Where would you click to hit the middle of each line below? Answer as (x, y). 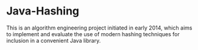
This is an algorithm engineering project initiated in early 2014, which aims (99, 28)
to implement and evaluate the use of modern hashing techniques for (93, 34)
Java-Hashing (43, 11)
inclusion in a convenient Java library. (54, 40)
